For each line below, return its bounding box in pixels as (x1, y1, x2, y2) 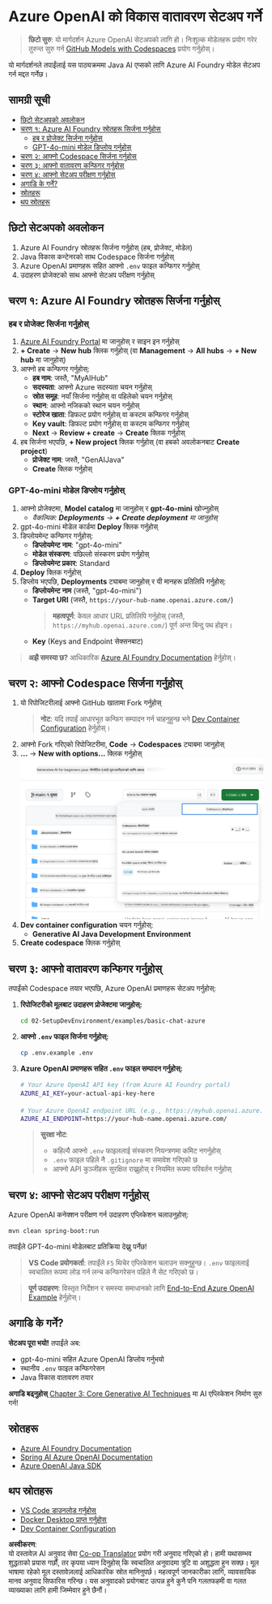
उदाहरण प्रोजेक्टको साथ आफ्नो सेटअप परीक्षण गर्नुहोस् (19, 269, 155, 279)
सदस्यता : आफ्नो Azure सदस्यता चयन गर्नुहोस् (32, 382, 152, 392)
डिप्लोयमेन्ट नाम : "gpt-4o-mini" (32, 540, 123, 550)
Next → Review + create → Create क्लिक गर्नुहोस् (32, 428, 185, 438)
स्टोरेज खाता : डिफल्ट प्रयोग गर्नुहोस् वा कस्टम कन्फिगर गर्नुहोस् (32, 410, 189, 420)
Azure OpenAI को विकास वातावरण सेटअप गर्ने (8, 7, 262, 26)
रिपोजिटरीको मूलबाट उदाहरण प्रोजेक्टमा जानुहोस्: (19, 1000, 142, 1010)
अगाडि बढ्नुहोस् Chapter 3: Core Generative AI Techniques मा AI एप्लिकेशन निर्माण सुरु (8, 1388, 262, 1399)
